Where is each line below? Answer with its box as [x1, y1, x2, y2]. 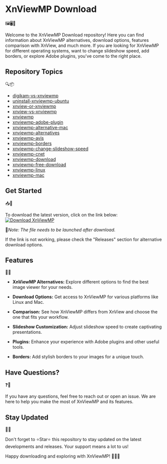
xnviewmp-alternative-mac [12, 124, 68, 130]
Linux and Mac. [12, 299, 44, 305]
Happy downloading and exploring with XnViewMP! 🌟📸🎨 [5, 453, 121, 459]
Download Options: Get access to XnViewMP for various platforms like [12, 294, 159, 300]
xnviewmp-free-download [12, 161, 66, 168]
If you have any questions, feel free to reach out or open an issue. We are [5, 393, 156, 400]
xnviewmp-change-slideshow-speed [12, 146, 89, 152]
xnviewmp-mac [12, 172, 45, 178]
